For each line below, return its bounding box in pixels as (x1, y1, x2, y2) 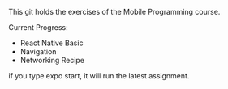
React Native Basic (19, 38, 84, 48)
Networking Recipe (19, 56, 85, 65)
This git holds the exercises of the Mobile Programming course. (8, 7, 221, 16)
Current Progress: (8, 23, 68, 32)
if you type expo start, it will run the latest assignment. (8, 71, 190, 80)
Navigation (19, 47, 57, 56)
